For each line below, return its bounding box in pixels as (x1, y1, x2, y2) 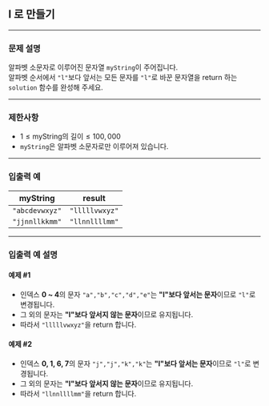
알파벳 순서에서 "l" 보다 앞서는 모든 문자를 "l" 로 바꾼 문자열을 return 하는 (8, 73, 238, 82)
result (82, 192, 106, 203)
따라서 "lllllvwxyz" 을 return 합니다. (19, 320, 137, 329)
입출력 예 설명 (8, 249, 58, 260)
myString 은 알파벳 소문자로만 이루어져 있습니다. (19, 142, 169, 151)
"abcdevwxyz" (12, 206, 62, 215)
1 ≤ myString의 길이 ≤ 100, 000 (19, 131, 122, 142)
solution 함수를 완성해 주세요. (8, 82, 104, 92)
